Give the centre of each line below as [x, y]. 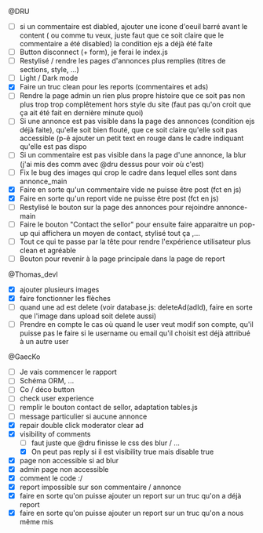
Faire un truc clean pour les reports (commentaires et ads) [114, 87]
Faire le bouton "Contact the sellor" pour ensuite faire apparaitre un [128, 224]
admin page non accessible [64, 469]
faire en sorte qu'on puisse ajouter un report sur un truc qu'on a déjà [130, 496]
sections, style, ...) [49, 70]
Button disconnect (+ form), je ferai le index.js [94, 52]
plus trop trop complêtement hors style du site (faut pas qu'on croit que [135, 104]
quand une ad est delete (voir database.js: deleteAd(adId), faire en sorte [136, 307]
